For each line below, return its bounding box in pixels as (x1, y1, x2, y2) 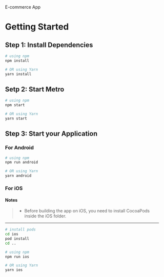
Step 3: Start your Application (5, 130, 98, 138)
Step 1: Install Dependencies (5, 41, 93, 49)
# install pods (5, 227, 36, 232)
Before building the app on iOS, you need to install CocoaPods (24, 208, 150, 214)
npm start (5, 103, 25, 108)
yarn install (5, 71, 32, 76)
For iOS (5, 185, 23, 191)
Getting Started (5, 22, 69, 32)
